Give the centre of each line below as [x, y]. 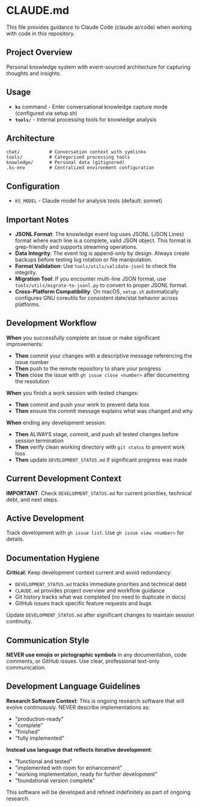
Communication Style [48, 640]
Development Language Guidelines [73, 687]
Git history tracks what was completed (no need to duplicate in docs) [100, 597]
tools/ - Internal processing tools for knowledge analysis [86, 119]
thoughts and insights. [34, 73]
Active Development [45, 518]
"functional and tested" [44, 761]
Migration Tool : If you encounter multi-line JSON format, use [90, 279]
